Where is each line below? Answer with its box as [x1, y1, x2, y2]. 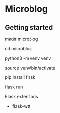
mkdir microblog [5, 36, 38, 42]
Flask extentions [5, 94, 38, 99]
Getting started [5, 23, 53, 32]
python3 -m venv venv [5, 55, 51, 61]
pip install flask [5, 75, 36, 80]
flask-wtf [12, 103, 30, 109]
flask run [5, 84, 23, 90]
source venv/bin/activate [5, 65, 56, 71]
